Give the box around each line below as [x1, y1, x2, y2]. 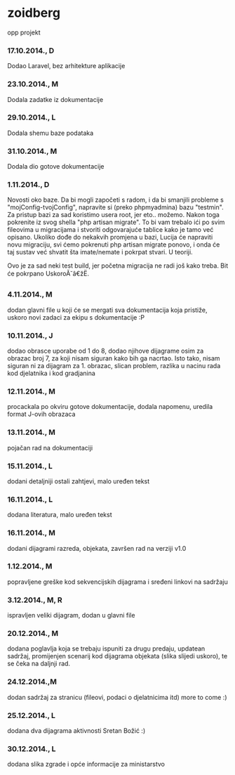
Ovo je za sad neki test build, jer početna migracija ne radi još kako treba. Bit [7, 261, 229, 270]
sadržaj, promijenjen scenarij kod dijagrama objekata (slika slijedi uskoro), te [7, 652, 228, 660]
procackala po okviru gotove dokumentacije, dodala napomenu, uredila [7, 403, 213, 411]
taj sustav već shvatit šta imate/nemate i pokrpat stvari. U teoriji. [7, 248, 193, 256]
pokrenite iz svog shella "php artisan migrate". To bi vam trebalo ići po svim [7, 218, 225, 226]
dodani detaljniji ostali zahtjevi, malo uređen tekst [7, 476, 150, 486]
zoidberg [7, 5, 61, 21]
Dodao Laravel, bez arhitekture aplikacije [7, 62, 126, 70]
